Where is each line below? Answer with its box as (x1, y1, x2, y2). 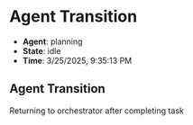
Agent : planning (22, 36, 83, 47)
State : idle (22, 45, 61, 56)
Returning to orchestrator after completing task (9, 105, 185, 116)
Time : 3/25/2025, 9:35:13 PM (22, 55, 133, 66)
